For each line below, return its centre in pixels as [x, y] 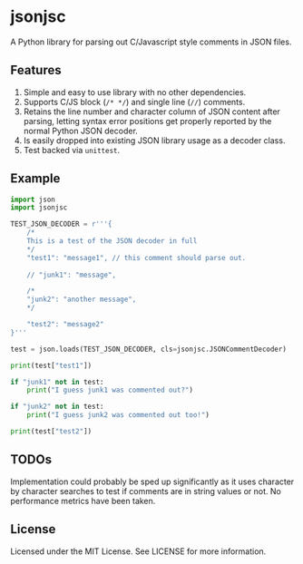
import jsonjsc [39, 208]
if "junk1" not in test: [57, 382]
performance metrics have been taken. [83, 501]
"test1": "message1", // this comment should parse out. [137, 258]
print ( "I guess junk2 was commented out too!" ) [118, 415]
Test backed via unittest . [72, 150]
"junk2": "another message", [82, 300]
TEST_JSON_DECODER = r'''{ [61, 224]
